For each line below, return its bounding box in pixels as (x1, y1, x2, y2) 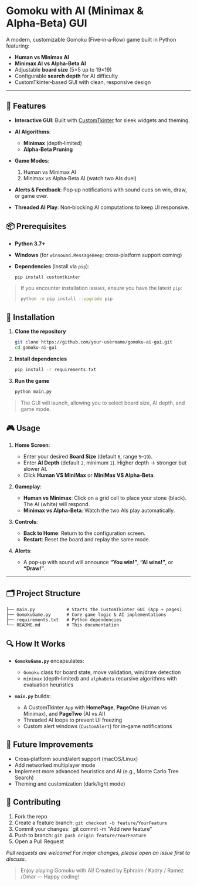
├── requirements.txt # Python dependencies (6, 617, 122, 623)
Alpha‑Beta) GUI (6, 16, 87, 30)
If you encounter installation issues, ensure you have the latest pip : (20, 285, 183, 292)
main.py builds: (14, 693, 51, 700)
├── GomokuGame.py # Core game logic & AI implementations (6, 612, 167, 618)
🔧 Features (6, 101, 46, 111)
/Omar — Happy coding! (20, 873, 79, 880)
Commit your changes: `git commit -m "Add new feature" (14, 825, 152, 832)
